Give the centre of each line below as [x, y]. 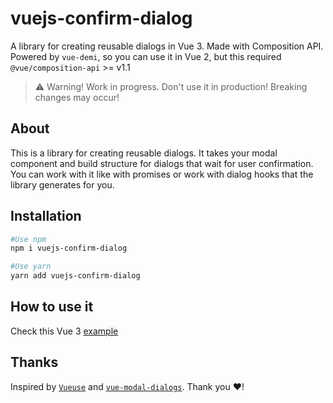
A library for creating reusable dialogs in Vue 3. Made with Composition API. [167, 46]
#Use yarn [31, 267]
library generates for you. [62, 184]
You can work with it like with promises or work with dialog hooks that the [162, 174]
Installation [46, 216]
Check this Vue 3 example [64, 331]
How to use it [52, 307]
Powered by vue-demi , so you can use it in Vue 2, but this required [146, 56]
